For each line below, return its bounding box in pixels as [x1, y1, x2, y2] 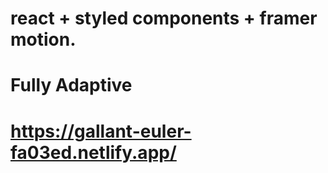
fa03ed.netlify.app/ [10, 141, 177, 164]
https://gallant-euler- [10, 120, 192, 142]
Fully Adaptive [10, 74, 133, 97]
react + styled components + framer [10, 7, 318, 30]
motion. [10, 28, 77, 51]
